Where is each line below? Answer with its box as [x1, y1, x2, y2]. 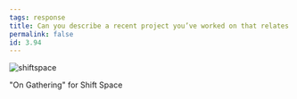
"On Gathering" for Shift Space [9, 79, 123, 90]
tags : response [9, 12, 66, 22]
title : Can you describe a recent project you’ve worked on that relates [9, 21, 290, 30]
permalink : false [9, 29, 74, 38]
